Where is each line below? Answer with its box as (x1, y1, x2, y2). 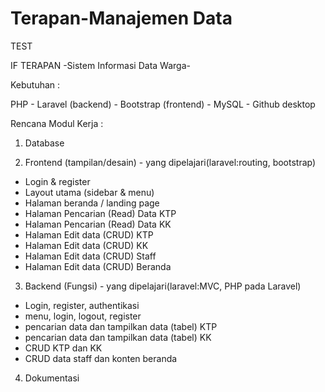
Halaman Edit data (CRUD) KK (24, 239, 149, 251)
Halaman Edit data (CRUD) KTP (24, 228, 154, 241)
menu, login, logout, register (24, 310, 142, 322)
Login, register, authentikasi (24, 299, 140, 311)
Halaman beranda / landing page (24, 197, 160, 209)
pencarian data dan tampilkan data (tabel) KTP (24, 320, 218, 332)
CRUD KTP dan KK (24, 342, 103, 354)
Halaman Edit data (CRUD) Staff (24, 250, 157, 262)
